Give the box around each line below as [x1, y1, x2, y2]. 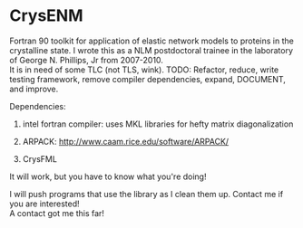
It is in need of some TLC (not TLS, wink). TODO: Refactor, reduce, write [9, 64, 279, 75]
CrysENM [9, 5, 83, 26]
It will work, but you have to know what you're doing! [9, 171, 207, 182]
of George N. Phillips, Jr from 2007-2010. [9, 54, 163, 65]
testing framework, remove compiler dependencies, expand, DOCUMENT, [9, 73, 286, 84]
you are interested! [9, 198, 80, 209]
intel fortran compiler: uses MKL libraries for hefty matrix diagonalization [22, 119, 294, 129]
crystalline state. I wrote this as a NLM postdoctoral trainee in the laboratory [9, 44, 293, 55]
